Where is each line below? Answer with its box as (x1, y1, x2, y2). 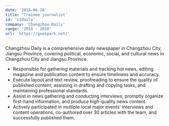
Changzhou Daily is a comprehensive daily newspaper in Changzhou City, (5, 45, 162, 51)
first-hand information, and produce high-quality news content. (12, 98, 147, 105)
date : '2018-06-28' (5, 7, 47, 13)
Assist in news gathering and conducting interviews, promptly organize (12, 93, 163, 99)
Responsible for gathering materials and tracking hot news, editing (12, 66, 154, 72)
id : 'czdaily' (5, 17, 36, 22)
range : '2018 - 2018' (5, 27, 52, 32)
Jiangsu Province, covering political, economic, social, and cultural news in (5, 51, 164, 57)
